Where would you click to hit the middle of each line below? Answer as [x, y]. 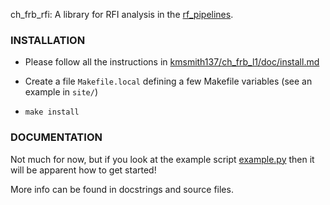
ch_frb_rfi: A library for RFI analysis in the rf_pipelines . [122, 14]
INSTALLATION [48, 40]
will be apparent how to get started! [83, 170]
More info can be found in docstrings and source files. [122, 189]
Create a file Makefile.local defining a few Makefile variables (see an [168, 81]
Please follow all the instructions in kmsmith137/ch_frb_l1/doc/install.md [172, 62]
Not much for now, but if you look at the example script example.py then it [162, 159]
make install [52, 112]
